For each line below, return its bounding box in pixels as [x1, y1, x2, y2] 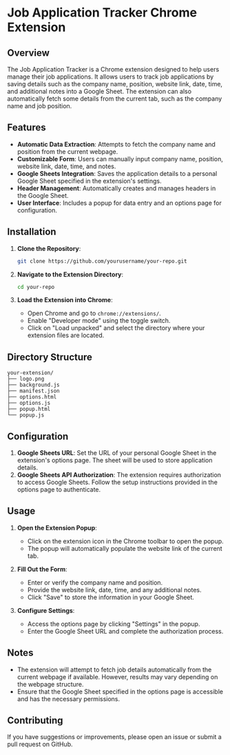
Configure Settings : [17, 606, 75, 614]
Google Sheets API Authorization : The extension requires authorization [17, 471, 222, 479]
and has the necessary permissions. [17, 694, 121, 703]
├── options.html [7, 394, 57, 401]
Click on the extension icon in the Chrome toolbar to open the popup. [27, 536, 224, 545]
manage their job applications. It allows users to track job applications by [7, 72, 214, 81]
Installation [7, 226, 56, 238]
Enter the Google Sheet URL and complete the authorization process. [27, 627, 224, 635]
